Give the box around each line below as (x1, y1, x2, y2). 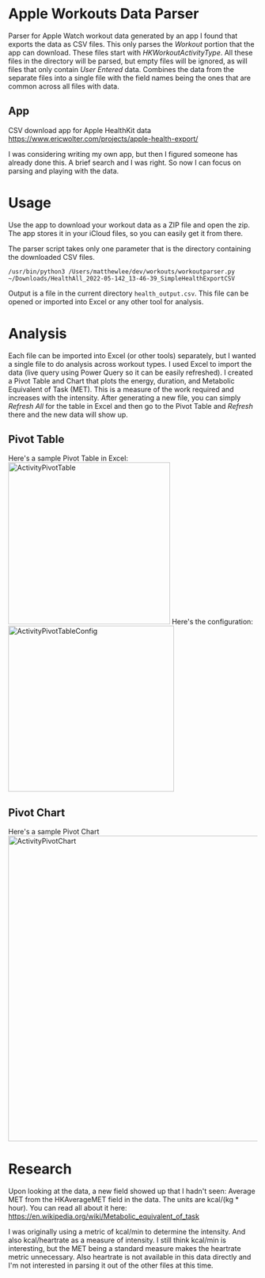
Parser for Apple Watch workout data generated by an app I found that (8, 31, 238, 40)
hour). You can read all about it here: (8, 1204, 128, 1213)
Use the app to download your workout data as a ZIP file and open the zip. (8, 219, 251, 230)
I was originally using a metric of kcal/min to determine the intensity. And (8, 1227, 246, 1237)
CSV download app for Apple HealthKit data (8, 125, 152, 135)
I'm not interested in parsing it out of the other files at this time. (8, 1261, 214, 1270)
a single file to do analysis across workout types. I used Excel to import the (8, 359, 252, 368)
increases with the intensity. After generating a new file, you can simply (8, 393, 241, 402)
